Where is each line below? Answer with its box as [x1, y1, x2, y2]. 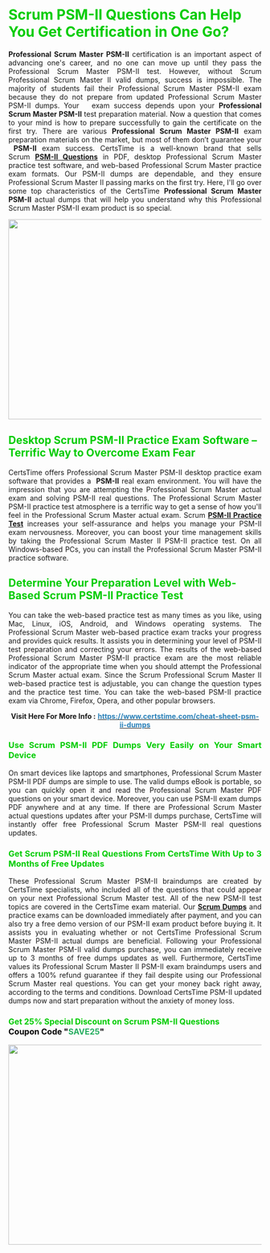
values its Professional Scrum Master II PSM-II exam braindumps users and [8, 962, 262, 972]
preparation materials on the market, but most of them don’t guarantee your [8, 134, 262, 144]
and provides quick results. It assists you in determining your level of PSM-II [8, 635, 262, 645]
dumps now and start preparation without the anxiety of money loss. [8, 996, 235, 1006]
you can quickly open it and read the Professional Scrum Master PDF [8, 785, 262, 795]
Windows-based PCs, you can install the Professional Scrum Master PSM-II [8, 544, 262, 554]
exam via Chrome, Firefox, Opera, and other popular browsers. [8, 696, 215, 705]
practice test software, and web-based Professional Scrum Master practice [8, 160, 262, 170]
